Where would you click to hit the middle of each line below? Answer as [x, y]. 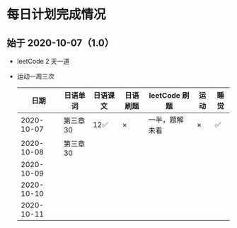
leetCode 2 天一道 [43, 61]
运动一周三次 [35, 76]
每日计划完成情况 [57, 15]
